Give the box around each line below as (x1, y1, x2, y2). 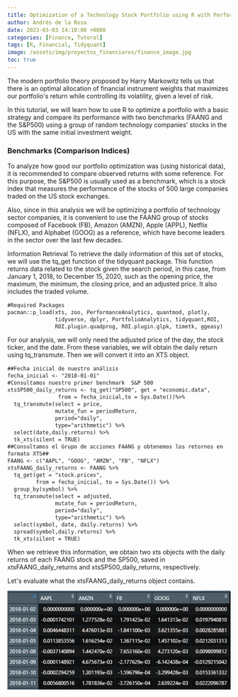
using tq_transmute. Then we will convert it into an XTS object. (7, 351, 190, 359)
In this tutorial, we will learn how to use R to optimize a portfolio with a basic (7, 105, 229, 113)
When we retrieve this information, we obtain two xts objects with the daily (7, 548, 225, 557)
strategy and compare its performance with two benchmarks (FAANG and (7, 113, 222, 121)
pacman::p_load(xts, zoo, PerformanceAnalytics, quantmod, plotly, (7, 309, 211, 316)
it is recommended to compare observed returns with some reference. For (7, 169, 224, 178)
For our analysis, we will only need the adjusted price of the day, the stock (7, 335, 225, 344)
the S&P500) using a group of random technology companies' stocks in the (7, 121, 227, 129)
